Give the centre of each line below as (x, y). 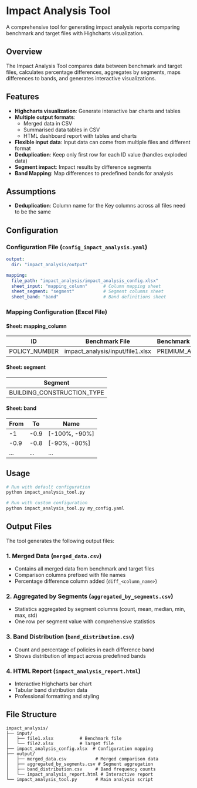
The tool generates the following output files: (60, 541)
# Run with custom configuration (47, 503)
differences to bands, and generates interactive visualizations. (81, 78)
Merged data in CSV (48, 123)
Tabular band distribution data (51, 690)
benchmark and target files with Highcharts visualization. (75, 33)
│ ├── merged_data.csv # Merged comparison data (82, 759)
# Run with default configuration (48, 487)
